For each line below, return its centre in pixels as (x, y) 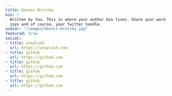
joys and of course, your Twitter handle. (56, 24)
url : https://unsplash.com (39, 48)
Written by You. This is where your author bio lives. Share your (82, 19)
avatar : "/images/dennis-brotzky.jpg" (47, 29)
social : (14, 39)
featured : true (21, 34)
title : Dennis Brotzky (29, 10)
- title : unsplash (25, 43)
